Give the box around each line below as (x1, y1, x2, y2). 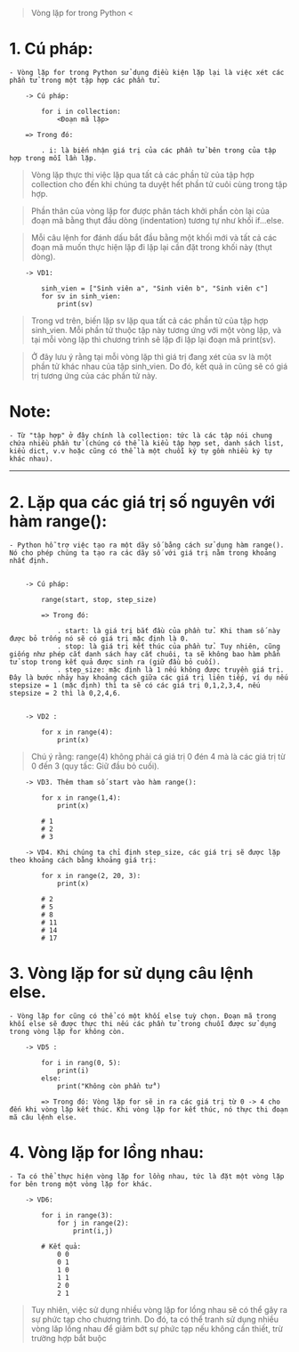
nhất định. (9, 556, 50, 565)
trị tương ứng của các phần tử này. (30, 370, 158, 381)
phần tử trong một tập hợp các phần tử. (9, 76, 162, 85)
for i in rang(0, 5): (41, 1058, 122, 1067)
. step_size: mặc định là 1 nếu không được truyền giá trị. (56, 665, 285, 674)
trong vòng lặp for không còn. (9, 1027, 125, 1036)
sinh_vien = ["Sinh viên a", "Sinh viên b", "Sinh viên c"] (41, 284, 269, 293)
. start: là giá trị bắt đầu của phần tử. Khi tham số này (56, 626, 280, 635)
